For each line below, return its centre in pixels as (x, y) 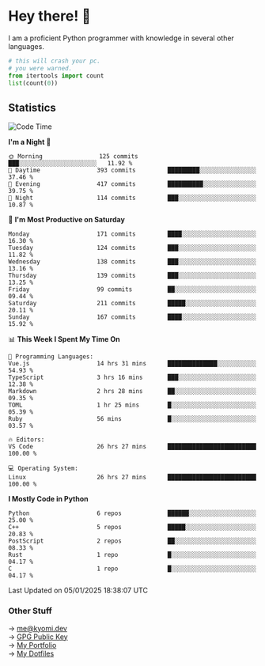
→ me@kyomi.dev (38, 628)
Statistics (32, 107)
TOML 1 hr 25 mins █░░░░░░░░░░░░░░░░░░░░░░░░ (132, 405)
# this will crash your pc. (55, 61)
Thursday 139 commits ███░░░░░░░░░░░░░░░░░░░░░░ (132, 276)
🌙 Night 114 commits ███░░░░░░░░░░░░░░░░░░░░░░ (132, 198)
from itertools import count (56, 76)
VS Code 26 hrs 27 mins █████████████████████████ (132, 447)
